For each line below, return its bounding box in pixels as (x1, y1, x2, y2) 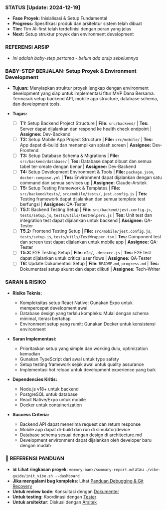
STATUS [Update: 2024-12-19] (5, 4, 81, 11)
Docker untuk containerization (19, 402, 82, 408)
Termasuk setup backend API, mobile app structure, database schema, (12, 95, 159, 101)
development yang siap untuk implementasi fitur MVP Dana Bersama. (12, 90, 155, 96)
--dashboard (54, 474, 80, 479)
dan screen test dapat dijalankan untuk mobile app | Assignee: (19, 239, 150, 245)
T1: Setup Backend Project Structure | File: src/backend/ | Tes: (19, 120, 149, 126)
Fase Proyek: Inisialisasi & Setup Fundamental (12, 15, 108, 21)
